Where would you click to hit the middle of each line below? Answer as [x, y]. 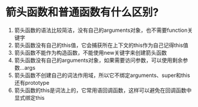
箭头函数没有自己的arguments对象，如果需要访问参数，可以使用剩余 [99, 60]
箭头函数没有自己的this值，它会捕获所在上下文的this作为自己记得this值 [101, 45]
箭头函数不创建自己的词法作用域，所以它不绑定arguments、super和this [102, 75]
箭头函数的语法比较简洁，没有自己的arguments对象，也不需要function [101, 30]
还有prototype [32, 82]
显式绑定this [29, 97]
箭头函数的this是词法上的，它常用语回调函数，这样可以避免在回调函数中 [103, 90]
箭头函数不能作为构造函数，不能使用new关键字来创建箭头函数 [91, 52]
